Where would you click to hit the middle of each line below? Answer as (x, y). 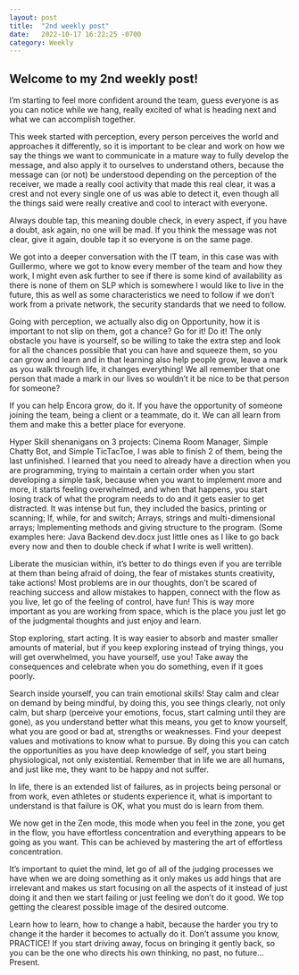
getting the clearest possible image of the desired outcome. (119, 907)
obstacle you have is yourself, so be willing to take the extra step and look (145, 341)
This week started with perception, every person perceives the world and (144, 137)
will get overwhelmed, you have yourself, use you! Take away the (129, 657)
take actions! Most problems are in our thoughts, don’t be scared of (133, 583)
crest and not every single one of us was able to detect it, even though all (144, 194)
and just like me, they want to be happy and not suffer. (109, 769)
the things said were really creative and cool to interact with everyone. (138, 203)
